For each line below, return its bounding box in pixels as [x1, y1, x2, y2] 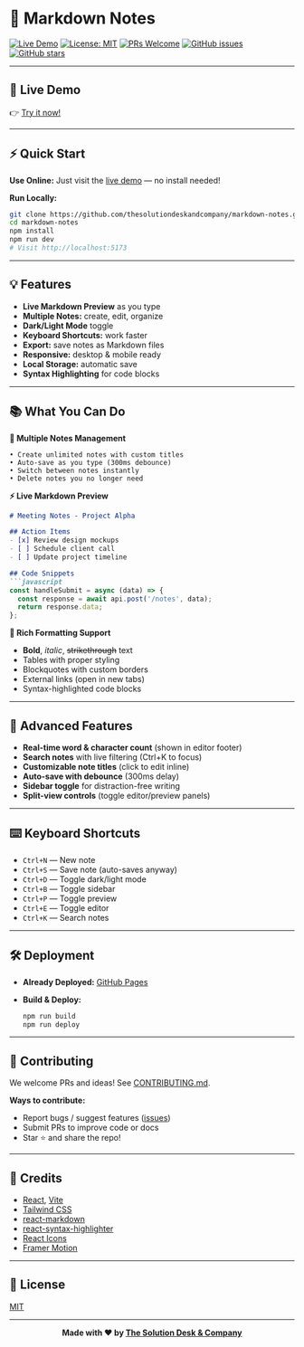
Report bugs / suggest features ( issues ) [22, 1113, 171, 1124]
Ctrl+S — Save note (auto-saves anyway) [22, 864, 178, 875]
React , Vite [22, 1194, 63, 1205]
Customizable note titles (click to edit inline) [22, 762, 190, 772]
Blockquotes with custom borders [22, 664, 149, 675]
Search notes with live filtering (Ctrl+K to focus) [22, 752, 203, 763]
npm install [9, 226, 54, 236]
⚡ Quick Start [9, 147, 86, 162]
